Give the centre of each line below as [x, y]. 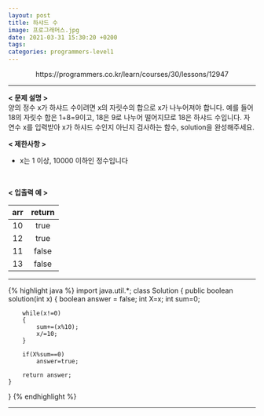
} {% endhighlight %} [42, 396]
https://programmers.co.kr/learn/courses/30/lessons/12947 [132, 74]
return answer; [47, 375]
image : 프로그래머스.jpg [44, 30]
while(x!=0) [42, 313]
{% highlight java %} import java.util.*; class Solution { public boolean [121, 290]
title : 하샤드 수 [33, 23]
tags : [17, 45]
